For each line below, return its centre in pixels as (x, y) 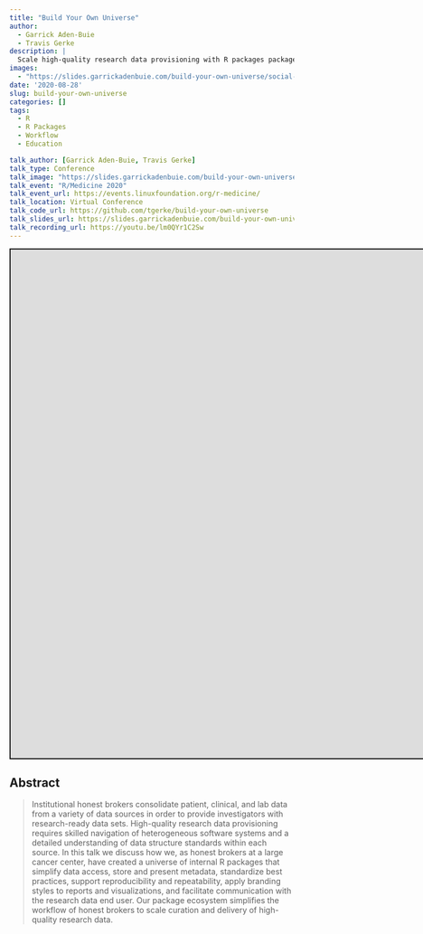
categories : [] (38, 102)
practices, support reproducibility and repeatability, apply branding (156, 882)
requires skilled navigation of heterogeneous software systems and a (160, 834)
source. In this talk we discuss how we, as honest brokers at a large (157, 853)
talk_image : (32, 177)
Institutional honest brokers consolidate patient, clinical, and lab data (159, 805)
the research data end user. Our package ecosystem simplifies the (155, 901)
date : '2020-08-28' (46, 85)
